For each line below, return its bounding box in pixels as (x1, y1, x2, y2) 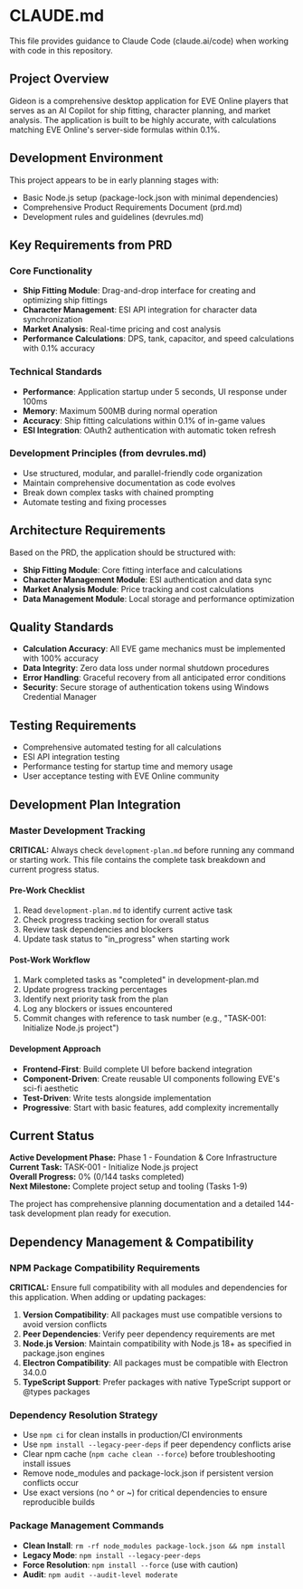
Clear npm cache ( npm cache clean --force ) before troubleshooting (22, 1449, 276, 1460)
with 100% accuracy (22, 653, 99, 664)
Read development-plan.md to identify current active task (22, 905, 233, 915)
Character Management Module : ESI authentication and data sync (22, 574, 273, 585)
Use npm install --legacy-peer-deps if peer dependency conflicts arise (22, 1439, 291, 1450)
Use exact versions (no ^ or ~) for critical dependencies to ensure (22, 1487, 268, 1498)
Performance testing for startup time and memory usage (22, 761, 233, 772)
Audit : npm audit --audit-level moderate (22, 1568, 178, 1580)
